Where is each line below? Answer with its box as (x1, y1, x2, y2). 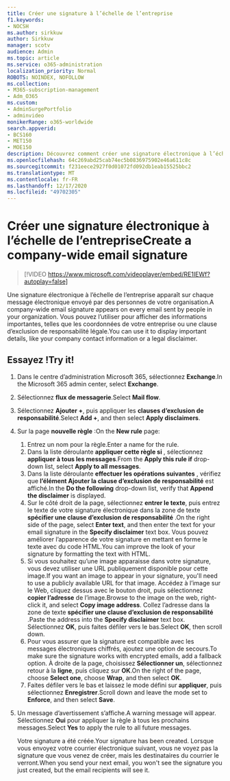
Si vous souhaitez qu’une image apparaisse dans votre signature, (27, 557, 211, 565)
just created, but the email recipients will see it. (16, 766, 151, 774)
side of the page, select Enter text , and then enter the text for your (27, 520, 216, 528)
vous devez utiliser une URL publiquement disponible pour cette (27, 564, 208, 572)
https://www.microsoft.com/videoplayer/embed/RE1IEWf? (47, 270, 211, 279)
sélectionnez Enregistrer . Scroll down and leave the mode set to (27, 688, 207, 697)
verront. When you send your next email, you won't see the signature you (16, 758, 222, 767)
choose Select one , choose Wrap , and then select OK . (27, 673, 182, 681)
